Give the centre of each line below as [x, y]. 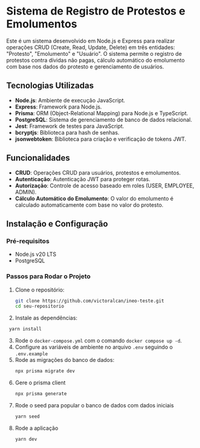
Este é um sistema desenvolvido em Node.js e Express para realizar [91, 41]
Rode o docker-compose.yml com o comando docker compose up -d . [98, 341]
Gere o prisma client [40, 383]
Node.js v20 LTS [35, 254]
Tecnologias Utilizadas [50, 86]
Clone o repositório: [40, 290]
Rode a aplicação [37, 428]
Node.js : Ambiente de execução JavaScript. [70, 100]
